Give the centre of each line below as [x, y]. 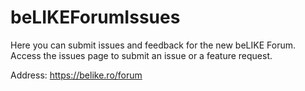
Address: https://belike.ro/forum [76, 75]
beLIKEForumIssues [95, 17]
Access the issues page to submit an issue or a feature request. [141, 55]
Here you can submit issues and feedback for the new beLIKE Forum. [153, 45]
